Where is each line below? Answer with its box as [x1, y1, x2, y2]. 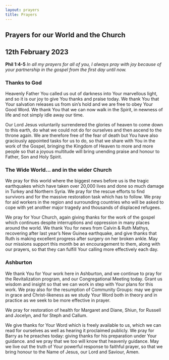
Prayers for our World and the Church [5, 31, 126, 39]
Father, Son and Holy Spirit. [5, 154, 62, 160]
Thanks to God [5, 79, 42, 86]
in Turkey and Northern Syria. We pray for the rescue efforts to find [5, 188, 145, 194]
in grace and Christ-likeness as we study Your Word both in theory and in [5, 292, 157, 298]
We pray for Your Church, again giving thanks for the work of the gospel [5, 214, 155, 221]
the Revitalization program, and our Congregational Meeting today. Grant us [5, 275, 162, 282]
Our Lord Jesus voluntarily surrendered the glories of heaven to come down [5, 122, 163, 127]
